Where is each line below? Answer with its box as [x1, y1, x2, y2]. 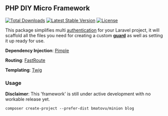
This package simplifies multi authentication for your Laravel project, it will [5, 27, 160, 33]
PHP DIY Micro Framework [5, 4, 90, 13]
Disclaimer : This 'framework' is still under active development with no [5, 91, 151, 97]
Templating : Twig [5, 67, 42, 73]
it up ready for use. [5, 38, 45, 44]
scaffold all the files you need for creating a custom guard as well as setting [5, 32, 163, 38]
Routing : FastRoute [5, 57, 45, 63]
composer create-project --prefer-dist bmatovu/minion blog [5, 106, 135, 111]
